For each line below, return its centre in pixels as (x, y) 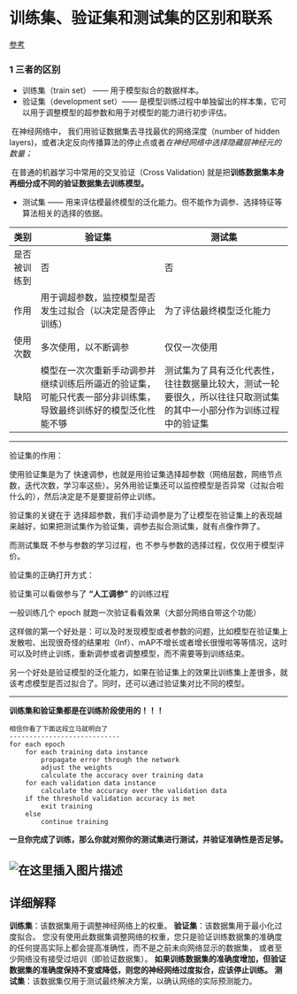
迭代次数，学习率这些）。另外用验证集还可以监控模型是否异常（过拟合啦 (154, 485)
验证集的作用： (36, 456)
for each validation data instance (91, 783)
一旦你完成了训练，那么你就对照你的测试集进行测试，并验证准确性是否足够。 (148, 840)
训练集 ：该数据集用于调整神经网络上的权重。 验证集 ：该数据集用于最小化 (142, 926)
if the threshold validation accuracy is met (110, 799)
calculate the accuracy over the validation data (134, 791)
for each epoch (37, 744)
